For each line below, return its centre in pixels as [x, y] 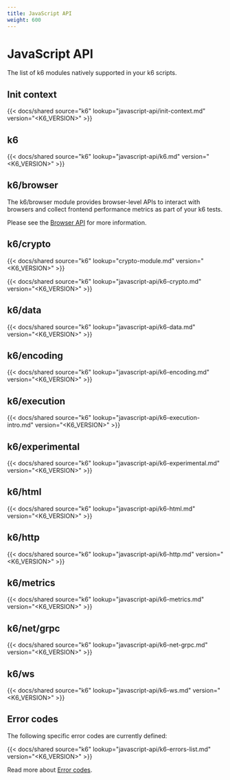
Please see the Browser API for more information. [77, 222]
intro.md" [21, 425]
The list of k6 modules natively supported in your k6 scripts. [92, 73]
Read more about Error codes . [50, 770]
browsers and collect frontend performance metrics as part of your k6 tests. [115, 209]
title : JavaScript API [39, 13]
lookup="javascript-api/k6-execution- [146, 418]
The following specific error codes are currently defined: [87, 735]
